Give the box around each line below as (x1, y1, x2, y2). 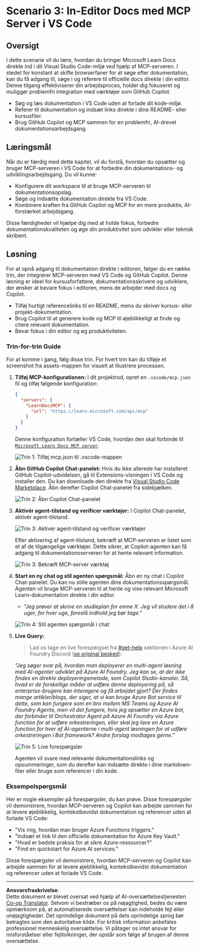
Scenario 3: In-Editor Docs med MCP (6, 4, 191, 18)
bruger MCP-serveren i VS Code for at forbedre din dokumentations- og (6, 164, 183, 171)
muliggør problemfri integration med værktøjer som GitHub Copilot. (6, 88, 171, 95)
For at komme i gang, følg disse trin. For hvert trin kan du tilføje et (6, 356, 167, 363)
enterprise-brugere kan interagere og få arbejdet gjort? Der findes (14, 687, 178, 694)
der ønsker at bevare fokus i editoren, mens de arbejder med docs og (6, 284, 177, 291)
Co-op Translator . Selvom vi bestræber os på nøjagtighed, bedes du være (6, 899, 187, 907)
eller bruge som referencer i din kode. (26, 768, 119, 775)
